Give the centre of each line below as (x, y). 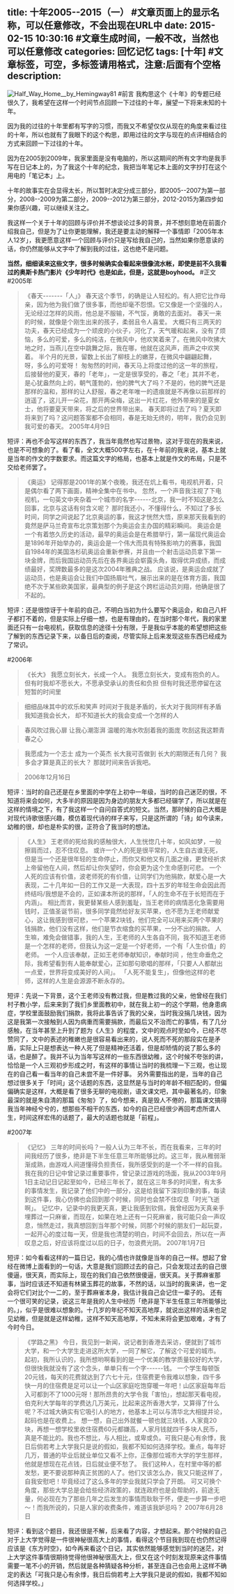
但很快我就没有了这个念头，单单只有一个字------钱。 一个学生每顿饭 (122, 1368)
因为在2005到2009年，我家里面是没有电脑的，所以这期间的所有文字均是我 (114, 158)
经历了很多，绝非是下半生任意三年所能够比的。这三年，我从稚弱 (128, 1155)
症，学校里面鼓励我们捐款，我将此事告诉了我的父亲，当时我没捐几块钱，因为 (117, 1013)
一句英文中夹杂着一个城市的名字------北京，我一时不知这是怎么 (134, 499)
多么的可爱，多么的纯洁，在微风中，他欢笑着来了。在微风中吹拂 (128, 339)
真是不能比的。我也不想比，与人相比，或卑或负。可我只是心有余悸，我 (125, 1437)
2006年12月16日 (47, 777)
